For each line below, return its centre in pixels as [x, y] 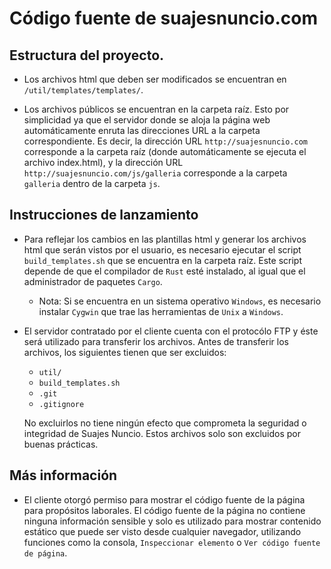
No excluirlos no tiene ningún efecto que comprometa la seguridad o [165, 423]
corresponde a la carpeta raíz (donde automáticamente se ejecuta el [165, 151]
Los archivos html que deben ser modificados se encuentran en [155, 79]
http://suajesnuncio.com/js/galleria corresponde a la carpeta [155, 173]
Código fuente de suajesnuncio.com [163, 18]
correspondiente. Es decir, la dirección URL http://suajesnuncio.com [165, 141]
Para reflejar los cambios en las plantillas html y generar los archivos [165, 239]
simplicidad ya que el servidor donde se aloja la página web [147, 120]
